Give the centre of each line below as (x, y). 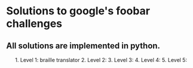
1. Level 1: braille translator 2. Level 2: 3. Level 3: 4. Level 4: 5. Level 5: (101, 60)
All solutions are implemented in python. (83, 46)
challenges (34, 24)
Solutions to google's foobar (78, 11)
